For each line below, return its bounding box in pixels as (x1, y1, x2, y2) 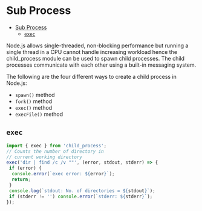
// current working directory (6, 154, 83, 160)
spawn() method (15, 91, 56, 98)
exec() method (15, 104, 53, 111)
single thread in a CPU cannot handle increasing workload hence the (6, 48, 177, 55)
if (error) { (8, 165, 42, 172)
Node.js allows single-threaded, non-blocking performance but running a (6, 42, 189, 49)
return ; (11, 176, 31, 183)
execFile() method (15, 110, 64, 118)
